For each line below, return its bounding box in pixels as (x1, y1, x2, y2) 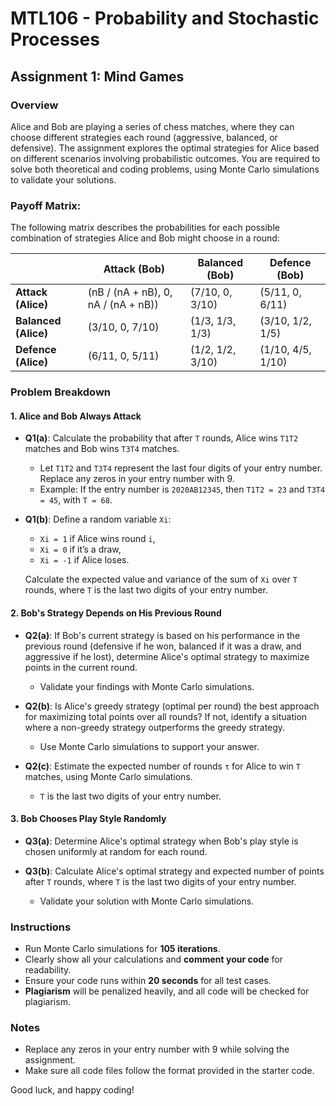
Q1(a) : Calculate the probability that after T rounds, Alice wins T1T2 (24, 432, 299, 444)
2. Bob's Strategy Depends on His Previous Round (10, 607, 222, 619)
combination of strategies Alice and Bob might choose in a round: (10, 232, 280, 244)
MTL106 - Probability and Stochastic (10, 7, 320, 30)
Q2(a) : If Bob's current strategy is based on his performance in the (24, 629, 301, 641)
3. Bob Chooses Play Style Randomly (10, 813, 167, 825)
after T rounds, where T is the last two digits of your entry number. (24, 875, 297, 887)
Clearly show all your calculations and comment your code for (24, 953, 283, 965)
